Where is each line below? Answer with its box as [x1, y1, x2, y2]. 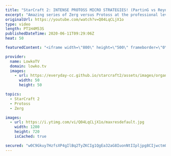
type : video [5, 21, 31, 27]
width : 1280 [14, 124, 40, 130]
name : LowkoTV [10, 59, 40, 64]
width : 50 [18, 78, 40, 83]
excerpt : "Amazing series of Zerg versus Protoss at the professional [5, 12, 158, 17]
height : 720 [14, 129, 40, 135]
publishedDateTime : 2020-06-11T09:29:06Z [5, 31, 95, 36]
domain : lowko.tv [10, 64, 47, 69]
